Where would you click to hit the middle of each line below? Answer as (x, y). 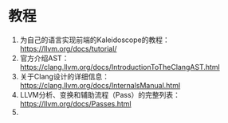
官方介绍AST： (44, 58)
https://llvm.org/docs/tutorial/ (68, 48)
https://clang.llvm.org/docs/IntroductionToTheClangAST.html (120, 67)
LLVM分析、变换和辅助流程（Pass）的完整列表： (100, 94)
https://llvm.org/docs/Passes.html (75, 103)
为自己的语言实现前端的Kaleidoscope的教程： (94, 40)
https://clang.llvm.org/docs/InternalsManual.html (100, 85)
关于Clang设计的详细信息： (65, 76)
